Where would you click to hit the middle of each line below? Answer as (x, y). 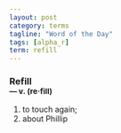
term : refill (33, 51)
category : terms (39, 26)
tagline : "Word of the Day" (61, 34)
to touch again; (50, 110)
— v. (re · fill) (31, 91)
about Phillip (45, 119)
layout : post (33, 17)
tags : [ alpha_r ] (39, 42)
